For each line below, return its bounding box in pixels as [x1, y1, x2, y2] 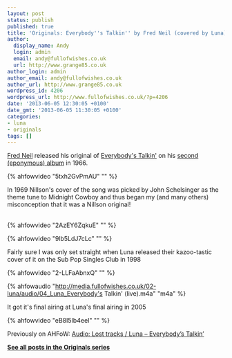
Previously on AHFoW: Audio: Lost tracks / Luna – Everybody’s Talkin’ [7, 330, 204, 338]
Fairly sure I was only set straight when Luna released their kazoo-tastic [7, 248, 212, 256]
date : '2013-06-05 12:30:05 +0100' [7, 100, 110, 107]
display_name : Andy [13, 42, 70, 49]
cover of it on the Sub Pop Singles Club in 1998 [7, 256, 142, 264]
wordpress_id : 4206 [7, 87, 64, 94]
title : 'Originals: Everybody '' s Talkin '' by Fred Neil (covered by [7, 29, 209, 37]
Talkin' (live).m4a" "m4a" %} [104, 289, 186, 298]
